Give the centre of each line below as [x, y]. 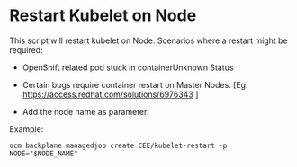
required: [26, 49]
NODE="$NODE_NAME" [44, 154]
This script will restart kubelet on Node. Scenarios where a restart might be [148, 40]
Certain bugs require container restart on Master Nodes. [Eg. [135, 84]
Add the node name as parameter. [85, 111]
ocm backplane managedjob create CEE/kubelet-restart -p [118, 145]
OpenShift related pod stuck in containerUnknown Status [128, 67]
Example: [27, 129]
